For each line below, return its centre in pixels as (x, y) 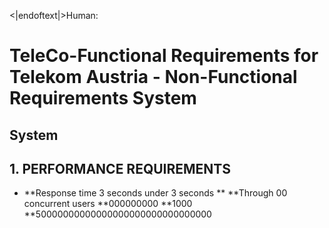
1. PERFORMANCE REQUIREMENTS (120, 168)
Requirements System (103, 98)
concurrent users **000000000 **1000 (108, 204)
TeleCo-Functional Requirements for (164, 56)
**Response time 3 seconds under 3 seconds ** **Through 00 (155, 193)
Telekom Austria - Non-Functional (153, 77)
